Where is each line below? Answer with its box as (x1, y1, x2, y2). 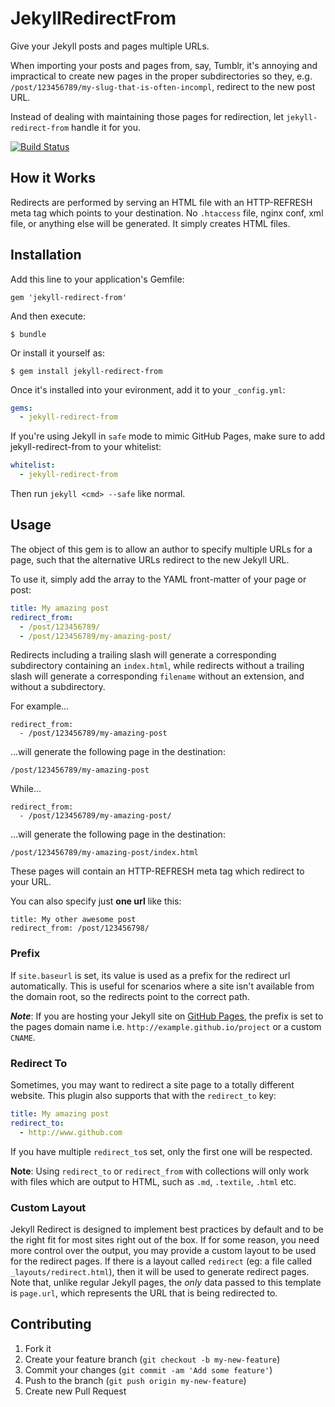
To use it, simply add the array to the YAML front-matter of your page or (10, 573, 307, 585)
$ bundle (10, 329, 47, 339)
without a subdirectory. (10, 681, 106, 693)
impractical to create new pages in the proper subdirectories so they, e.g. (10, 70, 313, 82)
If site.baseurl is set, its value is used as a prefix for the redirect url (10, 969, 291, 981)
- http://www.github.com (19, 1127, 123, 1137)
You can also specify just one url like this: (10, 895, 182, 907)
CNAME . (10, 1031, 36, 1043)
